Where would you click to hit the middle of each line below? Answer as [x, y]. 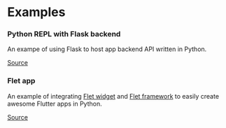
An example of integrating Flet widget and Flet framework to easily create [113, 96]
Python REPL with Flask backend [64, 34]
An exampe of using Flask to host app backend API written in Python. [107, 49]
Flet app [21, 81]
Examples [36, 12]
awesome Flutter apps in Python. [55, 104]
